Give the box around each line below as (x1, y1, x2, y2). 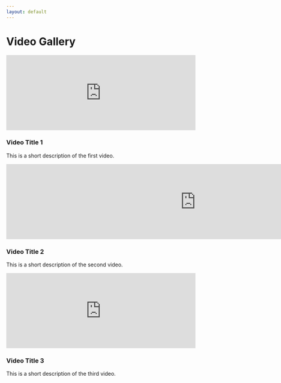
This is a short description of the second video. (6, 261, 123, 268)
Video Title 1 (6, 138, 43, 147)
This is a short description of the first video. (6, 152, 115, 159)
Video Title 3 (6, 357, 44, 365)
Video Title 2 (6, 247, 44, 256)
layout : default (6, 8, 47, 15)
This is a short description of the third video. (6, 370, 116, 378)
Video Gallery (6, 34, 76, 48)
